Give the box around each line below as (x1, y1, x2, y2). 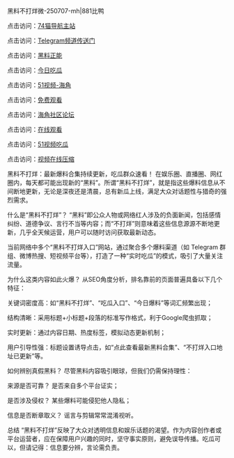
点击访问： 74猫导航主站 (7, 22, 76, 30)
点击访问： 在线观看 (7, 125, 63, 133)
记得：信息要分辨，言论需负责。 (31, 443, 123, 452)
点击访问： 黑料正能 (7, 52, 63, 59)
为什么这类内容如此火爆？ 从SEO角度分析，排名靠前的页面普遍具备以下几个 (7, 275, 223, 283)
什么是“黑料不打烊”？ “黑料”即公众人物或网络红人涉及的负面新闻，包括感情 (7, 211, 221, 219)
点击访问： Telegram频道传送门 (7, 36, 95, 45)
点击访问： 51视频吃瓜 (7, 140, 68, 148)
